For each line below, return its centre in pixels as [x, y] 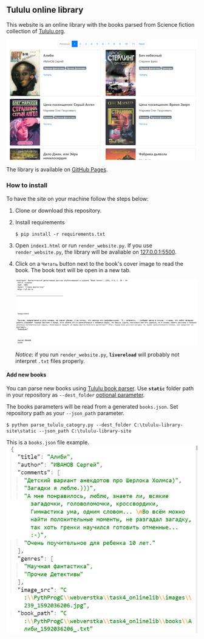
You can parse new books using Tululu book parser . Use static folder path [100, 388]
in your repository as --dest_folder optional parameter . [76, 395]
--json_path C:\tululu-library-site [85, 431]
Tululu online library [45, 10]
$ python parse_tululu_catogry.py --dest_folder [69, 425]
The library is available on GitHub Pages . [57, 170]
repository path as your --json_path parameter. [65, 413]
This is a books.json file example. [48, 442]
